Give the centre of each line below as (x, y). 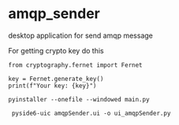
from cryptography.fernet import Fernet (76, 65)
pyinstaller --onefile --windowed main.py (79, 99)
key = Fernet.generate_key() (56, 79)
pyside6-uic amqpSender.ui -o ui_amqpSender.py (91, 113)
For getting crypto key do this (56, 50)
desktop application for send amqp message (81, 35)
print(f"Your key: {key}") (52, 86)
